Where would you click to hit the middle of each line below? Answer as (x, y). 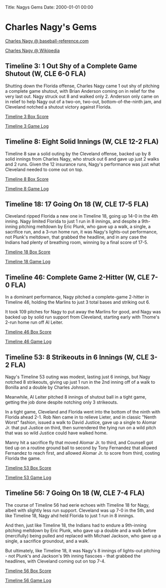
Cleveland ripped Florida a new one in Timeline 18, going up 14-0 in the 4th (82, 216)
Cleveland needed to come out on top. (44, 169)
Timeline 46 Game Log (28, 342)
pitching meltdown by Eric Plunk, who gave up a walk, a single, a (85, 227)
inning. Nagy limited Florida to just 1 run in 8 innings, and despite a (73, 221)
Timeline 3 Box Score (27, 117)
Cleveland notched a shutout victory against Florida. (58, 107)
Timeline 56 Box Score (28, 571)
